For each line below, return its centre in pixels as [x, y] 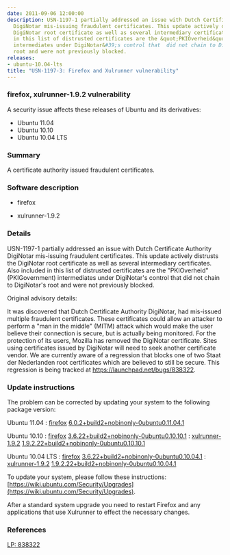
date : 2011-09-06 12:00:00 [46, 13]
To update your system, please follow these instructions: [87, 477]
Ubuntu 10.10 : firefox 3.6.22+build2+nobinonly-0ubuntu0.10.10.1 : [99, 436]
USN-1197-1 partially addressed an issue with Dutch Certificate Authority [110, 248]
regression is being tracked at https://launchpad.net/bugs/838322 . [101, 370]
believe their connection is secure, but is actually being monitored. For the [112, 333]
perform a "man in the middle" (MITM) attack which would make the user [110, 326]
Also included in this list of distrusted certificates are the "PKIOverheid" [108, 270]
